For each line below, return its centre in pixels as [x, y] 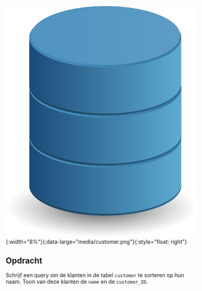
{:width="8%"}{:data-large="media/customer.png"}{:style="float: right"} [96, 241]
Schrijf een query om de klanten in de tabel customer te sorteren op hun [95, 275]
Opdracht [24, 260]
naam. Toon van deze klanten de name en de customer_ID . [77, 282]
